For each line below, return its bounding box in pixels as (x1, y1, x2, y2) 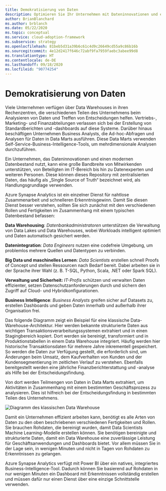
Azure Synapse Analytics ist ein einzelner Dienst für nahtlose (5, 191, 129, 197)
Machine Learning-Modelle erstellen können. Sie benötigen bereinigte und (5, 430, 157, 436)
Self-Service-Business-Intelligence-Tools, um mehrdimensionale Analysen (5, 141, 157, 147)
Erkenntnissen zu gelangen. (5, 451, 62, 456)
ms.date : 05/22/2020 (5, 26, 48, 31)
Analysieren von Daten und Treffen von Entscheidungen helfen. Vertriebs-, (5, 114, 157, 121)
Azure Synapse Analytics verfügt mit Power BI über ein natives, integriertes (5, 460, 159, 466)
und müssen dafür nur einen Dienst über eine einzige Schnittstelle (5, 476, 140, 482)
